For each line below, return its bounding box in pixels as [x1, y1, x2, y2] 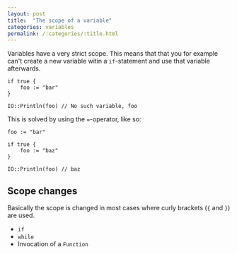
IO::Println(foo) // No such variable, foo [7, 103, 138, 110]
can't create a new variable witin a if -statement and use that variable [7, 57, 210, 66]
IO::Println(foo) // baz [7, 166, 81, 173]
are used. [7, 211, 35, 219]
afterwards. [7, 64, 41, 73]
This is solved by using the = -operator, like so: [7, 115, 141, 123]
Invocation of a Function [17, 240, 88, 248]
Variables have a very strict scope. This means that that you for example [7, 49, 219, 58]
